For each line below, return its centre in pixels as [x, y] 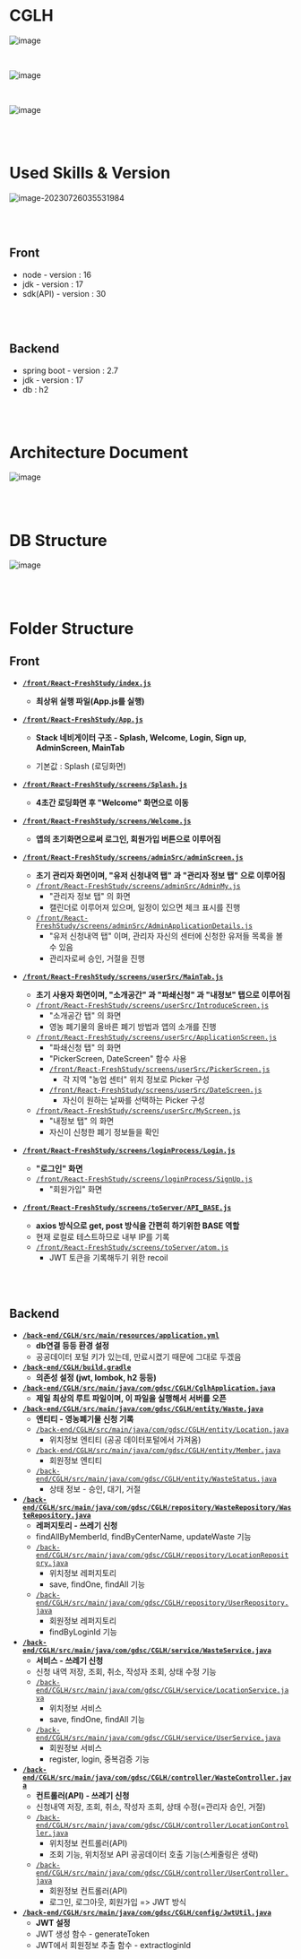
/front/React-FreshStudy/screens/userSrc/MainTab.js [123, 977]
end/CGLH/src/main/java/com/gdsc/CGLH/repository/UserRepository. [162, 1603]
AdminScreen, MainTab [80, 748]
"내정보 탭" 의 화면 [82, 1121]
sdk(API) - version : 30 [64, 293]
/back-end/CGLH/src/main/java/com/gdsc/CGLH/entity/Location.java [162, 1430]
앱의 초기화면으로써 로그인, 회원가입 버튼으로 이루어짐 [128, 839]
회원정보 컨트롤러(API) [88, 1891]
